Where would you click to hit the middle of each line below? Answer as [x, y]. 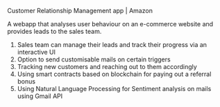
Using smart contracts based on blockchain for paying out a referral [114, 74]
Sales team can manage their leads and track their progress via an [112, 45]
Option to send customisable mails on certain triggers [94, 59]
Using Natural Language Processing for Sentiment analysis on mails [114, 89]
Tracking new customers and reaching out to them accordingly [107, 67]
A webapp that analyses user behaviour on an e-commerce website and [110, 24]
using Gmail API [40, 96]
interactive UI [36, 52]
